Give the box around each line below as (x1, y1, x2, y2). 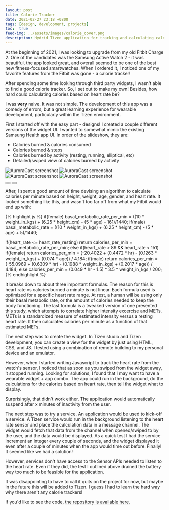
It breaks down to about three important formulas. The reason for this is (5, 281, 153, 287)
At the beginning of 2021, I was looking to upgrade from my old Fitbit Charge (5, 49, 164, 55)
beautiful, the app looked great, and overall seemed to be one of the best (5, 60, 157, 66)
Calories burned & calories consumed (12, 141, 91, 147)
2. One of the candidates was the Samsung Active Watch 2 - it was (5, 54, 144, 60)
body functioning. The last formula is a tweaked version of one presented (5, 302, 157, 308)
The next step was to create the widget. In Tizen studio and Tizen (5, 333, 141, 339)
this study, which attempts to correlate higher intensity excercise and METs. (5, 308, 162, 314)
